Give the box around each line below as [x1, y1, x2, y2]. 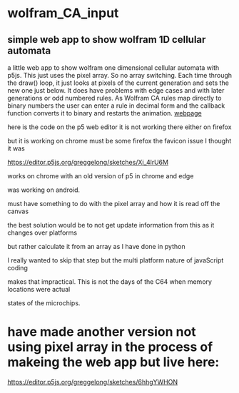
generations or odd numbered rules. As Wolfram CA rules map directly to [7, 94, 222, 102]
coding [7, 264, 29, 272]
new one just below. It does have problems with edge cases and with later [7, 86, 225, 94]
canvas [7, 207, 29, 215]
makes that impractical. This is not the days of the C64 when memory [7, 277, 213, 286]
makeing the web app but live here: [7, 354, 220, 370]
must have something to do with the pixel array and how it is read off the [7, 200, 220, 208]
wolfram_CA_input [7, 5, 119, 21]
